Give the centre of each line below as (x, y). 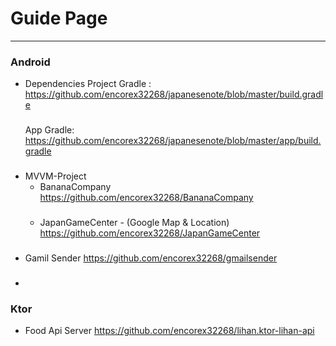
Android (30, 62)
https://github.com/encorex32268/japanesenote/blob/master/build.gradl (174, 94)
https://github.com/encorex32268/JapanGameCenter (150, 233)
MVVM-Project (55, 176)
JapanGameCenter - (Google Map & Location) (134, 222)
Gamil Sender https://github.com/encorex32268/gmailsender (151, 258)
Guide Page (59, 18)
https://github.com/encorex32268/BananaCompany (146, 198)
